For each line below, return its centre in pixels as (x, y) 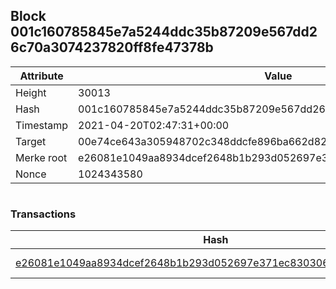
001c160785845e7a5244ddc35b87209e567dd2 (164, 32)
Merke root (41, 157)
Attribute (41, 76)
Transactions (43, 214)
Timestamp (42, 125)
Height (31, 92)
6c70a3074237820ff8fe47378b (112, 47)
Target (31, 141)
